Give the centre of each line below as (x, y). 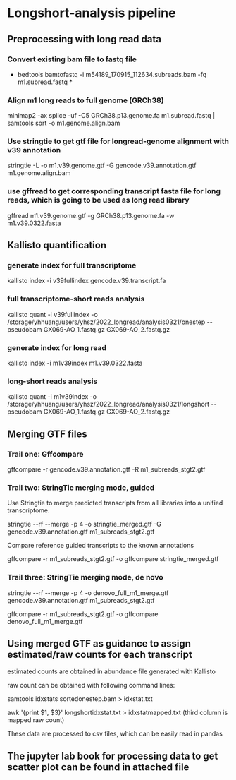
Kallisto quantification (57, 245)
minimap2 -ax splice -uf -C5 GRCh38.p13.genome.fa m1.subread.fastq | (111, 116)
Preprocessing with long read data (85, 39)
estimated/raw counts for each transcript (100, 655)
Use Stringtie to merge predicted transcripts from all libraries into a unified (115, 503)
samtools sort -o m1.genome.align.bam (64, 123)
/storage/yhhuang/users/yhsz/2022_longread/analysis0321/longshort (108, 404)
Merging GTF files (48, 434)
